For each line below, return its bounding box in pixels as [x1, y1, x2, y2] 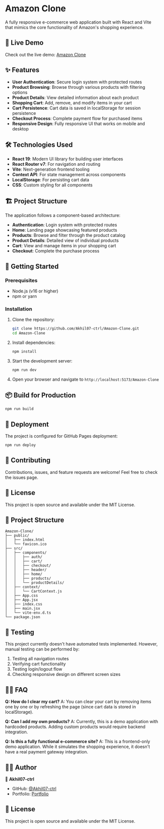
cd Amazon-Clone [12, 331, 45, 336]
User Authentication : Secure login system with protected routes [12, 79, 143, 85]
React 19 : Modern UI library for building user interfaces [12, 156, 123, 162]
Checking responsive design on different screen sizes [12, 672, 121, 677]
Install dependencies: [12, 339, 56, 345]
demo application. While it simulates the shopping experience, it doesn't [5, 744, 150, 750]
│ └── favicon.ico [5, 542, 47, 547]
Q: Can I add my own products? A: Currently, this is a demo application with [5, 719, 159, 725]
